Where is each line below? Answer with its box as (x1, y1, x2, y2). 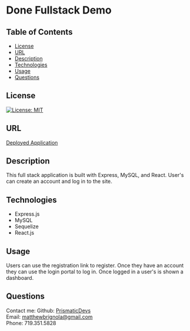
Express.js (14, 210, 40, 218)
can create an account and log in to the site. (6, 178, 113, 185)
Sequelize (14, 223, 39, 230)
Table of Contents (6, 27, 73, 37)
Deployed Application (6, 139, 58, 146)
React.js (14, 229, 35, 236)
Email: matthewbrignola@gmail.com (6, 313, 93, 320)
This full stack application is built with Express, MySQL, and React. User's (6, 172, 184, 179)
